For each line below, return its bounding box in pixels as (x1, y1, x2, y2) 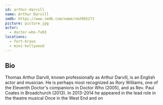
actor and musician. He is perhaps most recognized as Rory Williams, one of (5, 80, 158, 85)
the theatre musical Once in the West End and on (5, 95, 103, 101)
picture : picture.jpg (5, 21, 49, 26)
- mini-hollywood (9, 43, 45, 48)
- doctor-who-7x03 (9, 30, 47, 35)
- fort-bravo (9, 39, 36, 44)
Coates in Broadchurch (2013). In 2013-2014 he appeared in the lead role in (5, 90, 156, 96)
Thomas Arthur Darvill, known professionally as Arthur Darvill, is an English (5, 74, 155, 81)
